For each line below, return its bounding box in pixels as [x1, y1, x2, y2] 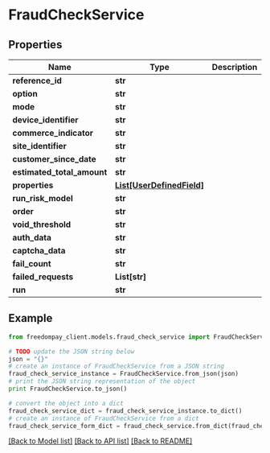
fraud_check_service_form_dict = [8, 422, 121, 430]
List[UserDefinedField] [115, 179, 205, 191]
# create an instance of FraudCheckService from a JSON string [8, 362, 225, 371]
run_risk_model [12, 193, 74, 204]
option [12, 89, 38, 99]
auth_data [12, 232, 52, 243]
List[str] [115, 271, 147, 282]
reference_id [12, 75, 63, 86]
